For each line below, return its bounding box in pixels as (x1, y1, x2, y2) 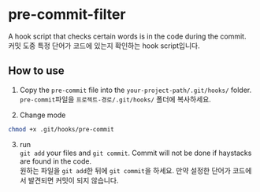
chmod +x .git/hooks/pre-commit (8, 125, 114, 133)
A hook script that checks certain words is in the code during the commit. (8, 31, 247, 41)
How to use (8, 65, 65, 78)
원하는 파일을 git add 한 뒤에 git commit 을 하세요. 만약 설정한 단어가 (19, 165, 231, 175)
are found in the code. (19, 156, 92, 166)
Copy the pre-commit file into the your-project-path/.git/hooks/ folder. (19, 85, 252, 94)
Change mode (19, 110, 66, 120)
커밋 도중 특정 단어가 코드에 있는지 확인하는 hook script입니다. (8, 41, 200, 50)
